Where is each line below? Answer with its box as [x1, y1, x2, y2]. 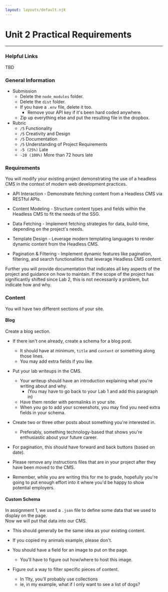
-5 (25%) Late [19, 147, 48, 153]
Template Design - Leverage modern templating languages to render [12, 236, 154, 242]
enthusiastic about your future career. [19, 434, 98, 440]
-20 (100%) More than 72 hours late [19, 152, 93, 158]
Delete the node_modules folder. [19, 94, 84, 100]
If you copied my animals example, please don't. [12, 537, 112, 543]
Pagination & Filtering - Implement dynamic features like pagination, [12, 251, 152, 257]
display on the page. [5, 512, 47, 518]
